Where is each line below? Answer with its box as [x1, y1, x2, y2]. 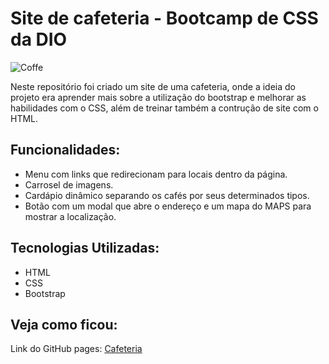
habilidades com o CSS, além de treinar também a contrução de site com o [10, 102, 319, 114]
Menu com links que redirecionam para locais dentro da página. [24, 168, 288, 180]
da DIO [10, 28, 68, 51]
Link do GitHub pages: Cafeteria [10, 343, 143, 355]
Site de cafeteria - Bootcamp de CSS [10, 7, 319, 30]
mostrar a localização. [24, 210, 117, 222]
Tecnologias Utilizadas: [10, 240, 160, 257]
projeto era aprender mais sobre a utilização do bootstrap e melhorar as [10, 91, 307, 103]
